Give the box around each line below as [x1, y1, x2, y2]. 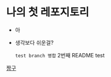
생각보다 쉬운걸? [14, 39, 54, 46]
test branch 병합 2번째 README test [14, 51, 105, 58]
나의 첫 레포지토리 [6, 5, 89, 19]
